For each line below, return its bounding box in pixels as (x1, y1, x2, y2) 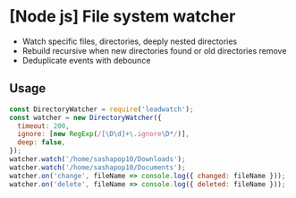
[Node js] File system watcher (9, 6, 236, 27)
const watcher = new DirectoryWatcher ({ (9, 113, 163, 122)
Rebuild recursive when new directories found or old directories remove (21, 45, 287, 56)
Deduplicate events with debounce (21, 55, 151, 65)
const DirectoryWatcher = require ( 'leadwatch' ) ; (9, 105, 194, 114)
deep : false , (17, 138, 66, 147)
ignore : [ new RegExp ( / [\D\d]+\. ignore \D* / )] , (17, 130, 190, 139)
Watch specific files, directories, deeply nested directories (21, 36, 238, 47)
